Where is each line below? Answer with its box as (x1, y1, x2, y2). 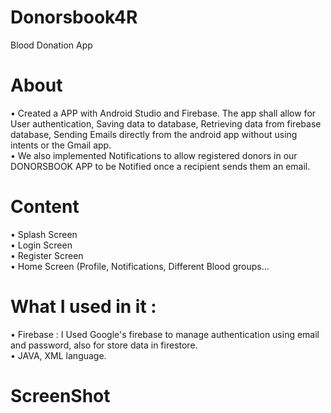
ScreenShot (10, 384, 111, 407)
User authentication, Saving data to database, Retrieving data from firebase (10, 117, 322, 130)
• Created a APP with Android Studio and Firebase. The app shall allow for (10, 107, 317, 119)
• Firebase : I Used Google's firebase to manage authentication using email (10, 328, 320, 340)
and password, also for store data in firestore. (10, 339, 198, 351)
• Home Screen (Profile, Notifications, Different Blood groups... (10, 260, 270, 272)
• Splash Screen (10, 228, 78, 240)
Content (10, 196, 80, 218)
